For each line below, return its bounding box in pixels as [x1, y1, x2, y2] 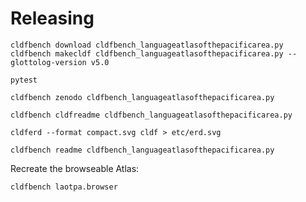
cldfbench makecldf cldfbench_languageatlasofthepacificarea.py [10, 48, 284, 59]
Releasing [10, 7, 95, 30]
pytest [10, 75, 38, 85]
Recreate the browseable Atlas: [10, 162, 140, 174]
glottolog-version [10, 57, 87, 67]
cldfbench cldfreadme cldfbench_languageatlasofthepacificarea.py [10, 110, 293, 120]
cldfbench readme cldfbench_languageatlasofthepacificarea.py [10, 145, 275, 155]
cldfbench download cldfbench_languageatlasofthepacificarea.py [10, 40, 284, 50]
